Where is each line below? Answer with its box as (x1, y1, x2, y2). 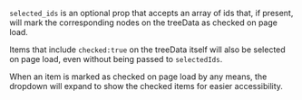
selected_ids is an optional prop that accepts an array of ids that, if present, (9, 8, 294, 18)
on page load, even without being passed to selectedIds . (9, 54, 223, 64)
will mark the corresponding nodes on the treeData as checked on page (9, 17, 278, 28)
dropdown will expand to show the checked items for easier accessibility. (9, 81, 284, 91)
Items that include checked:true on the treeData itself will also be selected (9, 44, 286, 55)
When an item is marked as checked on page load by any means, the (9, 71, 268, 82)
